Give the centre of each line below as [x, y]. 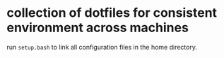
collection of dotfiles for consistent [112, 13]
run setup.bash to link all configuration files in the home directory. [102, 47]
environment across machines [98, 28]
